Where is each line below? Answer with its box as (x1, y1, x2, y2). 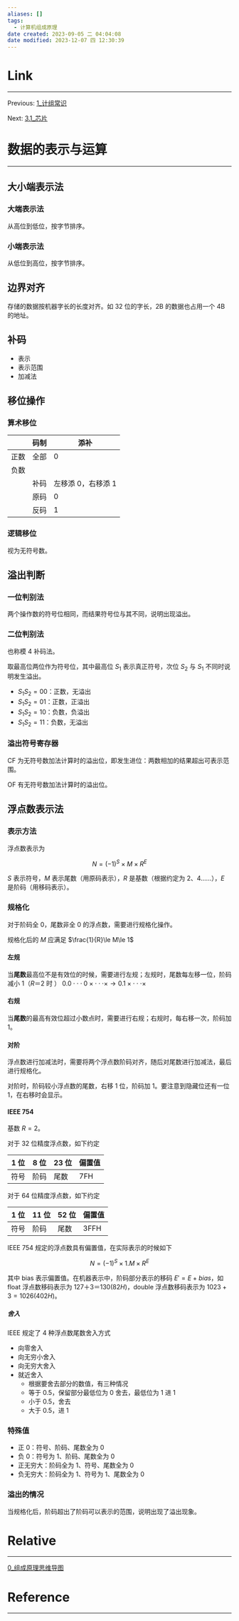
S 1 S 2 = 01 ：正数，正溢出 (17, 697, 90, 707)
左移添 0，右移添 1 (53, 479, 117, 489)
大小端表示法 (7, 181, 64, 193)
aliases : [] (7, 10, 43, 18)
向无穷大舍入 (17, 1361, 55, 1370)
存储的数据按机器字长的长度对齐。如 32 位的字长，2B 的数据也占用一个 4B (7, 302, 225, 310)
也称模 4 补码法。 (7, 647, 59, 655)
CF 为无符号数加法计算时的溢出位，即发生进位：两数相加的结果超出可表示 (7, 756, 223, 765)
